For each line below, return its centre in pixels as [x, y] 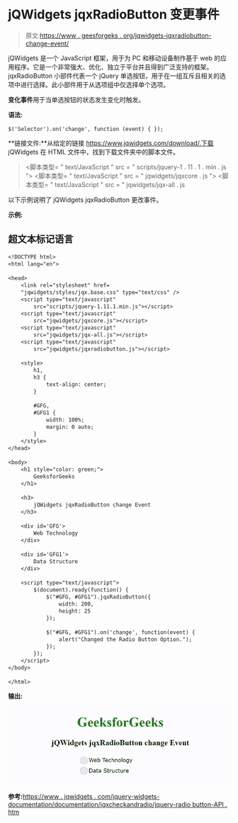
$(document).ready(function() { [81, 590]
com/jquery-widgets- [129, 797]
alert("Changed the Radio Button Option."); [125, 639]
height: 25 [75, 611]
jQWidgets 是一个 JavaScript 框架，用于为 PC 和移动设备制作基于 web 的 [114, 58]
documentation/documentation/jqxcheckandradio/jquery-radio [100, 805]
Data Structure [56, 561]
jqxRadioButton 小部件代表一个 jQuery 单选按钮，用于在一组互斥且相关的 [114, 76]
